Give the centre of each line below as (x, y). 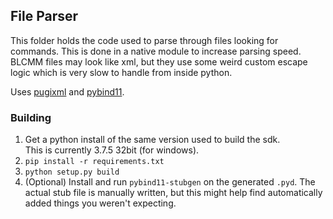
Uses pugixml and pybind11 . (67, 91)
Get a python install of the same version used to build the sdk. (152, 140)
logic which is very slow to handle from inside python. (121, 72)
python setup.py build (72, 172)
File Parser (44, 16)
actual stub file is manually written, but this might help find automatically (173, 193)
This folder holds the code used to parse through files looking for (144, 40)
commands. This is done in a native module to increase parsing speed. (156, 51)
